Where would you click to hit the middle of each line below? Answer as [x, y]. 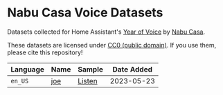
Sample [90, 69]
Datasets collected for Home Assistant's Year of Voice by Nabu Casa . [106, 32]
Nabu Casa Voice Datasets [85, 13]
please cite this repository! [45, 52]
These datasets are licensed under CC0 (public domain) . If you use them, [112, 45]
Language [28, 69]
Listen [88, 81]
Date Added [132, 69]
